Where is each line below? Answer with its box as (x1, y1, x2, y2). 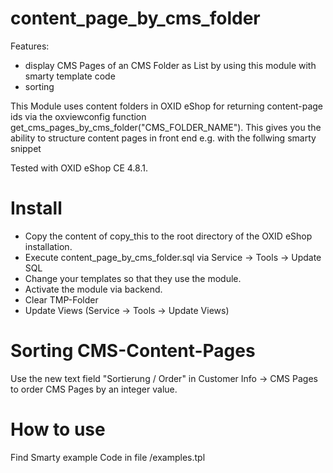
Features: (10, 40, 50, 52)
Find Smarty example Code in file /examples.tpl (10, 451, 206, 463)
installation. (24, 240, 73, 252)
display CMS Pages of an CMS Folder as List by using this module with (24, 59, 317, 71)
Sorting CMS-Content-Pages (10, 340, 256, 362)
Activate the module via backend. (24, 283, 163, 295)
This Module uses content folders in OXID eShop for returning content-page (10, 100, 324, 112)
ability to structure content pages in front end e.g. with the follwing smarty (10, 132, 317, 144)
